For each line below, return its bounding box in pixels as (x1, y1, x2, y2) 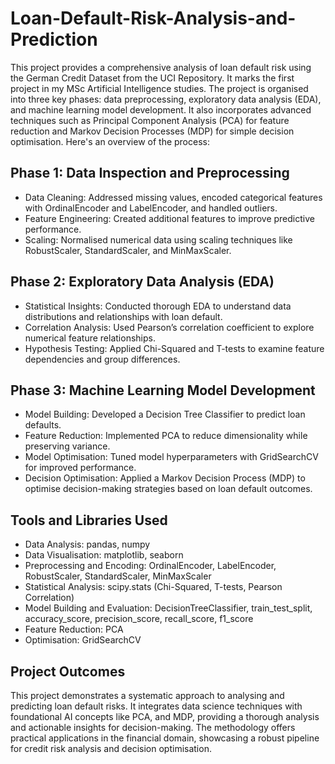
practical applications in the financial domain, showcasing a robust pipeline (10, 732, 320, 744)
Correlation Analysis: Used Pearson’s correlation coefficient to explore (24, 321, 315, 333)
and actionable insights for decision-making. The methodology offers (10, 722, 296, 733)
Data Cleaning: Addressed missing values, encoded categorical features (24, 191, 323, 203)
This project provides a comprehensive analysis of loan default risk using (10, 61, 312, 73)
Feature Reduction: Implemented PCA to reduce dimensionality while (24, 430, 308, 442)
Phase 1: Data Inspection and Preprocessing (10, 165, 290, 182)
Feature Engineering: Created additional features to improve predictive (24, 212, 315, 224)
